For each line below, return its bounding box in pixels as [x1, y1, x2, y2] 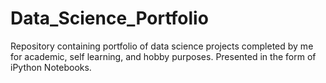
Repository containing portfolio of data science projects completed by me [10, 40, 314, 52]
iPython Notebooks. [10, 61, 92, 73]
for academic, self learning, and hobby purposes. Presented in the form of [10, 50, 317, 62]
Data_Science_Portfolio [10, 7, 209, 30]
